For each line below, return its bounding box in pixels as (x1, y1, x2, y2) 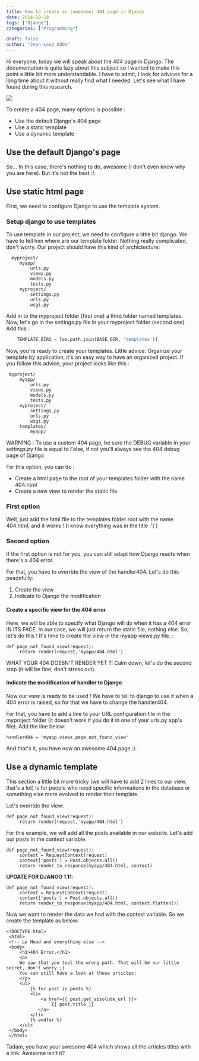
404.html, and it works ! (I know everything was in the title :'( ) (6, 522, 158, 530)
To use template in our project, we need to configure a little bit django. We (6, 230, 188, 238)
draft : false (6, 36, 39, 42)
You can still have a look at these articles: (19, 970, 137, 976)
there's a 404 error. (6, 557, 54, 564)
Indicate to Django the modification (14, 593, 101, 600)
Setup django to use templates (6, 217, 96, 226)
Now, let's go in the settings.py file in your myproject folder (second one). (6, 318, 186, 326)
